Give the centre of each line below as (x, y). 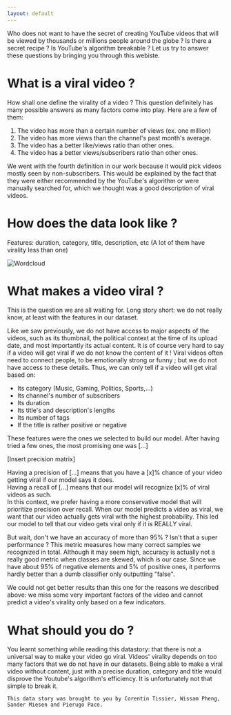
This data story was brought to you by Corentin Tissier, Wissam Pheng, (114, 699)
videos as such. (29, 494)
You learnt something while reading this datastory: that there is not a (104, 649)
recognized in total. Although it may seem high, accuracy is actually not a (111, 552)
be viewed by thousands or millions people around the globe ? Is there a (109, 40)
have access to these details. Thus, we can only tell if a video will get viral (112, 368)
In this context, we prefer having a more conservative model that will (104, 502)
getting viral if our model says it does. (61, 480)
